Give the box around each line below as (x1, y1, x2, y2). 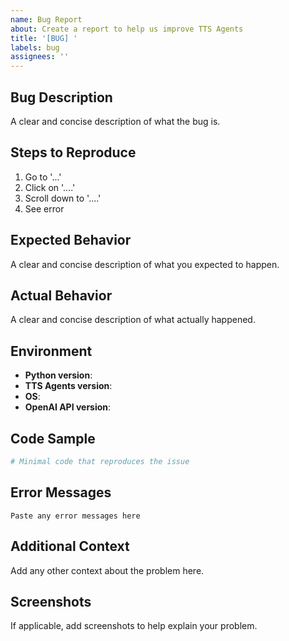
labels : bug (10, 42, 60, 53)
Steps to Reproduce (10, 144, 137, 161)
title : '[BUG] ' (10, 33, 78, 43)
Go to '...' (24, 171, 62, 183)
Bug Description (10, 89, 113, 106)
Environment (10, 342, 93, 360)
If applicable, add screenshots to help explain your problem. (10, 620, 258, 632)
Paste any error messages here (10, 511, 141, 521)
